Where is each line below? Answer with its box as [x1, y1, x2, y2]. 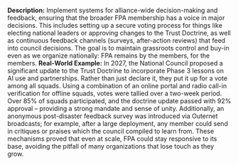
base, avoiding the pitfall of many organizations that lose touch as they [7, 142, 215, 150]
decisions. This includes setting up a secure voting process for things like [7, 21, 222, 29]
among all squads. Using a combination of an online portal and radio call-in [7, 82, 227, 90]
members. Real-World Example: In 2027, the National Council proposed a [7, 59, 224, 67]
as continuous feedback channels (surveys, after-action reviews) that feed [7, 36, 226, 45]
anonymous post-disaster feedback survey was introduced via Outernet [7, 112, 218, 120]
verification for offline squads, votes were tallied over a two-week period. [7, 89, 222, 97]
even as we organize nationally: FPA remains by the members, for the [7, 51, 210, 60]
